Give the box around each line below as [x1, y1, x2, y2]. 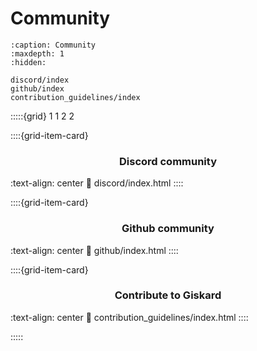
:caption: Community [10, 40, 97, 50]
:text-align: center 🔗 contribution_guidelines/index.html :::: [10, 311, 249, 323]
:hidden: [10, 57, 47, 67]
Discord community [118, 154, 218, 168]
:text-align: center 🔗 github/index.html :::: [10, 244, 179, 256]
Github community [121, 222, 215, 236]
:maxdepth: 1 [10, 48, 65, 59]
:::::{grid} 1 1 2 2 [10, 110, 75, 122]
